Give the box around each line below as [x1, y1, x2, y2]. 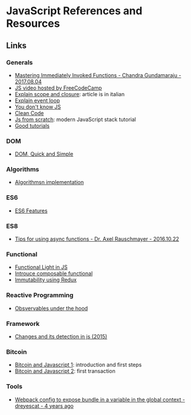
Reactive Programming [6, 291, 74, 299]
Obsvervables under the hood [14, 305, 88, 312]
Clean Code [14, 109, 44, 116]
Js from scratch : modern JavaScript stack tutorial [14, 116, 136, 123]
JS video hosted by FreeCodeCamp [14, 84, 102, 91]
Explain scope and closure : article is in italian [14, 90, 125, 97]
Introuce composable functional [14, 270, 93, 277]
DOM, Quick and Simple [14, 150, 74, 158]
